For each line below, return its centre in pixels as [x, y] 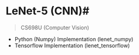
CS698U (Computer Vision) [55, 27]
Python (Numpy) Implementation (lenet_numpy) [74, 39]
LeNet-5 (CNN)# [48, 11]
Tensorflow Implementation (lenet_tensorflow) [72, 45]
